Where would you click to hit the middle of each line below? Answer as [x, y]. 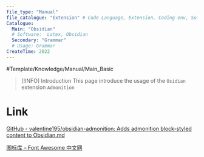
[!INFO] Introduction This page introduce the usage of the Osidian [104, 80]
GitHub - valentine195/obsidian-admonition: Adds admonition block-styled [99, 128]
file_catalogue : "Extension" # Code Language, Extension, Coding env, [97, 18]
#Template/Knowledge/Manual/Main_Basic [60, 69]
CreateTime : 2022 [28, 52]
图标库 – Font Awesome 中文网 [44, 147]
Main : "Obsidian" [34, 29]
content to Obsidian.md [36, 135]
